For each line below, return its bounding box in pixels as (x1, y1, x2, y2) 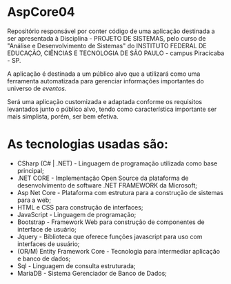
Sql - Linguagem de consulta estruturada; (17, 261, 136, 270)
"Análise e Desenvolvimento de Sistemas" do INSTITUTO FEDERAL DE (7, 41, 207, 50)
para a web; (17, 196, 52, 204)
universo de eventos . (7, 84, 67, 92)
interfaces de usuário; (17, 239, 80, 248)
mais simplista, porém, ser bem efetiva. (7, 112, 119, 121)
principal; (17, 166, 45, 174)
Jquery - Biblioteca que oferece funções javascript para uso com (17, 232, 203, 241)
